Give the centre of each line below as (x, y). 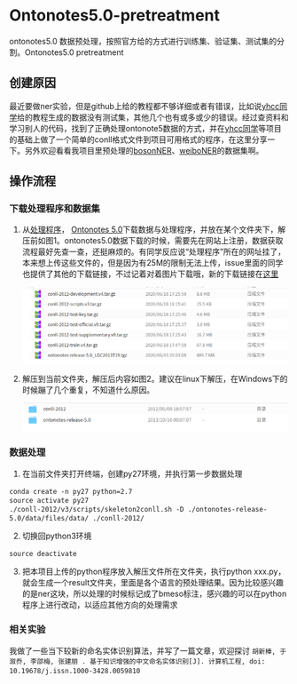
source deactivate (43, 553)
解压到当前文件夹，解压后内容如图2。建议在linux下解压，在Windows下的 (155, 379)
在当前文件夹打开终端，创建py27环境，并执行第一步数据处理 (132, 473)
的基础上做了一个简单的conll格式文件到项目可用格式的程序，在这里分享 (138, 139)
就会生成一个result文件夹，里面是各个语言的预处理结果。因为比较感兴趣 (152, 582)
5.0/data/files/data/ (49, 518)
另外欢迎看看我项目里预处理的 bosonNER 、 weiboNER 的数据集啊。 (144, 150)
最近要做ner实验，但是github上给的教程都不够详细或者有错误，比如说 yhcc (145, 106)
